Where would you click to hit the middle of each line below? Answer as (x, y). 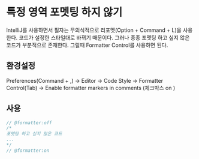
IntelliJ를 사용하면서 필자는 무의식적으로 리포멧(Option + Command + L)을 (94, 30)
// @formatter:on (28, 151)
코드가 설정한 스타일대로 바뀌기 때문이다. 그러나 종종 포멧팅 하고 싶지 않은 (104, 37)
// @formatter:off (29, 123)
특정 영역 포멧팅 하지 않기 (64, 12)
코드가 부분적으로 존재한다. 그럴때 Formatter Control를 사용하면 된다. (87, 45)
